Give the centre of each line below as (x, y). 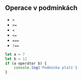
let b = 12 (16, 59)
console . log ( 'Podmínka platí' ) (46, 68)
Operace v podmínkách (41, 8)
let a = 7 (15, 54)
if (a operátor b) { (26, 63)
